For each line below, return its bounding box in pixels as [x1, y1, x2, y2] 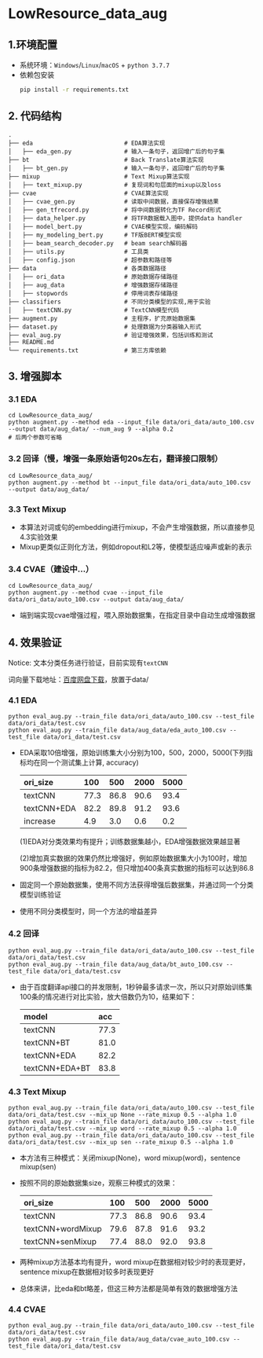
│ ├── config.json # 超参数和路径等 [8, 256, 173, 264]
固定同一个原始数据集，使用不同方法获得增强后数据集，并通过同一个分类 [19, 880, 254, 890]
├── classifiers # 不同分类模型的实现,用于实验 [8, 298, 211, 306]
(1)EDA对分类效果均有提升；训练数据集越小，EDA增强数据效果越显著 [19, 837, 241, 846]
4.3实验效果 [19, 532, 58, 541]
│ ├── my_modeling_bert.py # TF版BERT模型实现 [8, 231, 182, 239]
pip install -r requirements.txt [19, 86, 130, 94]
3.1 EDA [8, 394, 38, 405]
